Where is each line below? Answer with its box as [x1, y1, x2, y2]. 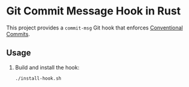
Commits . [6, 30, 30, 37]
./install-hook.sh [14, 75, 62, 82]
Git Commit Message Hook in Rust [6, 4, 181, 18]
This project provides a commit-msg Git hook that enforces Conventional [6, 24, 183, 31]
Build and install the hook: [14, 64, 80, 71]
